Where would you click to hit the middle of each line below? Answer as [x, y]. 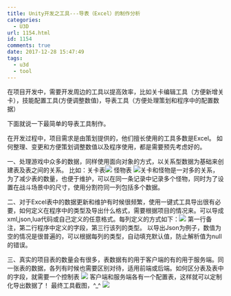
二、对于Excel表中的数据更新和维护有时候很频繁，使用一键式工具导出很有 [111, 202]
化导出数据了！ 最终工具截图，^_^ [54, 285]
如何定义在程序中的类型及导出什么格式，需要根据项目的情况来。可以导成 [121, 210]
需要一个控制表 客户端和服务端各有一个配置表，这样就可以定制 [129, 277]
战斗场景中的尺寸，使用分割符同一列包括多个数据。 [91, 187]
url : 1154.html [29, 33]
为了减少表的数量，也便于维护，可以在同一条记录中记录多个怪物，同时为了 [112, 178]
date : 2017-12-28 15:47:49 [46, 52]
